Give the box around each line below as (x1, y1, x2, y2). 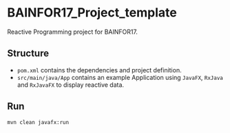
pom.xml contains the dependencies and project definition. (17, 65, 182, 74)
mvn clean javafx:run (7, 119, 70, 125)
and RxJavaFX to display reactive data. (17, 81, 125, 89)
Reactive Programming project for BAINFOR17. (7, 28, 138, 36)
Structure (7, 48, 50, 59)
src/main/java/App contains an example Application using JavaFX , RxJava (17, 73, 224, 81)
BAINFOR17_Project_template (7, 5, 177, 21)
